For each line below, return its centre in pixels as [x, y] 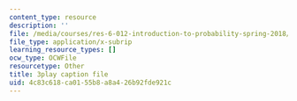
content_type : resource [53, 17]
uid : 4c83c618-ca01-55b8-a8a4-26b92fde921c [91, 83]
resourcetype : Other [47, 67]
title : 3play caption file [59, 75]
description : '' [39, 25]
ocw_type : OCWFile [43, 58]
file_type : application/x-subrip [71, 42]
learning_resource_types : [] [63, 50]
